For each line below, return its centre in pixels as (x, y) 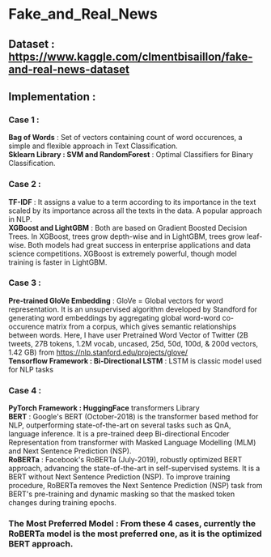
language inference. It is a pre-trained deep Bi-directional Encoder (119, 434)
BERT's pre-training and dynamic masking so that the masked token (122, 494)
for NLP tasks (31, 369)
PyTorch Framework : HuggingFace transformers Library (104, 408)
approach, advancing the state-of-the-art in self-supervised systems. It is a (134, 468)
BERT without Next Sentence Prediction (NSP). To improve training (119, 477)
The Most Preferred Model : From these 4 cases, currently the (132, 524)
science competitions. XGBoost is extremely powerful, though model (123, 253)
